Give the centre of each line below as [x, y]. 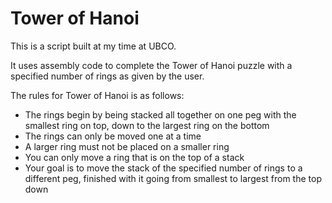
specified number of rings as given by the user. [107, 76]
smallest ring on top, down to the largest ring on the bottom [147, 125]
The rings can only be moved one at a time [113, 136]
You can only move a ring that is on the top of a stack [134, 157]
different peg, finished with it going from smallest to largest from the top [173, 178]
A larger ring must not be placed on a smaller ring [127, 146]
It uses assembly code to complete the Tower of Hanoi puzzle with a [151, 65]
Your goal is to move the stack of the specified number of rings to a [163, 168]
